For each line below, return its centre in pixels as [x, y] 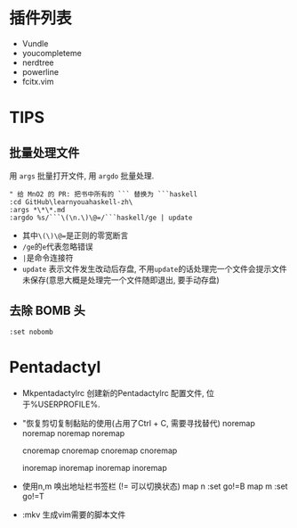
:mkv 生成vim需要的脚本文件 [74, 515]
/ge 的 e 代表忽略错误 [57, 246]
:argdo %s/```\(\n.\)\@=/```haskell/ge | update [101, 218]
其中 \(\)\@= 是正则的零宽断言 [75, 235]
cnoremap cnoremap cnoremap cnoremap [100, 450]
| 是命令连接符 [48, 257]
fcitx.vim [38, 81]
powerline [40, 71]
